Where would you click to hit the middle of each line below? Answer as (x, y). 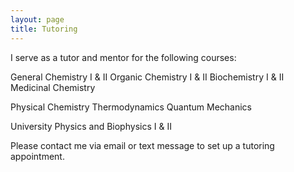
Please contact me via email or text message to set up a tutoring (142, 145)
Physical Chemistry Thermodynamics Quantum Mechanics (131, 107)
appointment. (37, 156)
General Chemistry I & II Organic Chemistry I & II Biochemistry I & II (147, 77)
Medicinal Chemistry (53, 87)
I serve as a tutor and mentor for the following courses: (123, 57)
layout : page (37, 19)
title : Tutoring (44, 29)
